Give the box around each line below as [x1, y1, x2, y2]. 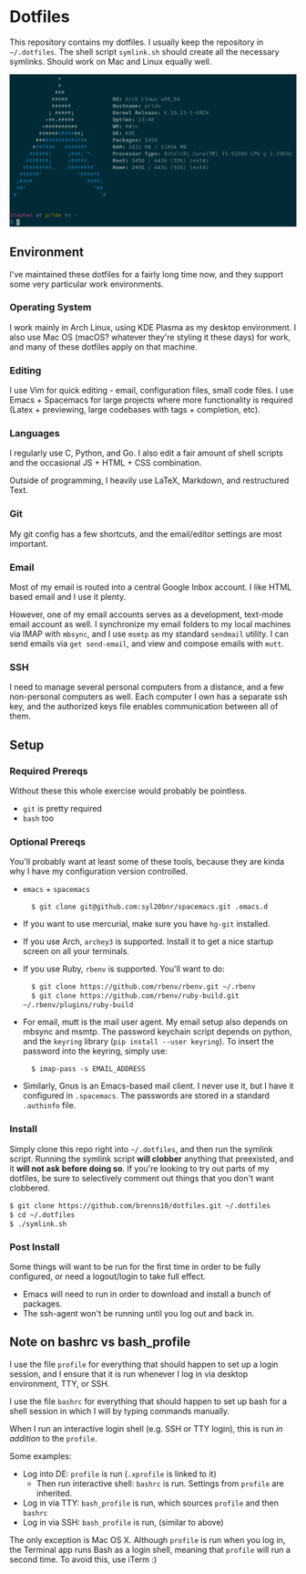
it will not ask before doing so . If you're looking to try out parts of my [9, 1162, 270, 1174]
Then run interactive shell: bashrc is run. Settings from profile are [36, 1477, 284, 1489]
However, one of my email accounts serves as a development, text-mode [9, 609, 284, 620]
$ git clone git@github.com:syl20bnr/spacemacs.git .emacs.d [31, 902, 269, 912]
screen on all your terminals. [22, 946, 130, 957]
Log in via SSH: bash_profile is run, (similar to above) [22, 1516, 225, 1527]
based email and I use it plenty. [9, 592, 127, 603]
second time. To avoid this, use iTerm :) [9, 1554, 158, 1565]
